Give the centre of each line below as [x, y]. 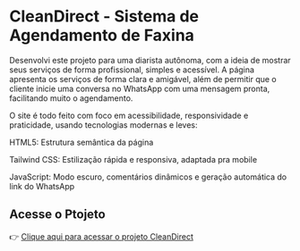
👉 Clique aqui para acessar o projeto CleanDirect [102, 236]
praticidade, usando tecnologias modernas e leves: [104, 125]
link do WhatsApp [42, 186]
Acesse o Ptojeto [57, 215]
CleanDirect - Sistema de [104, 17]
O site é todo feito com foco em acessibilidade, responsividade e [129, 115]
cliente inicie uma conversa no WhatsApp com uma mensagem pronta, [140, 88]
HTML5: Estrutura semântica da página [81, 142]
